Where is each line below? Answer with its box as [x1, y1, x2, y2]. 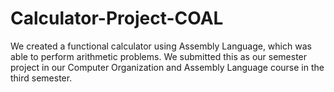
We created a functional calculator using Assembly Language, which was [10, 40, 312, 52]
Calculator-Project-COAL [10, 7, 224, 30]
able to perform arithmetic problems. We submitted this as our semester [10, 50, 308, 62]
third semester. [10, 72, 73, 84]
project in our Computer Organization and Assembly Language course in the [10, 61, 325, 73]
